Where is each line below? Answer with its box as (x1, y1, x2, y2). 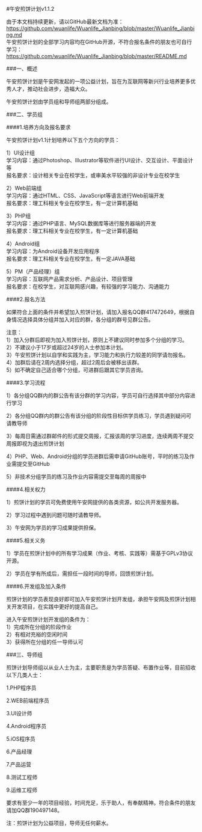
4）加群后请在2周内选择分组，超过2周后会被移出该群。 (6, 359, 143, 366)
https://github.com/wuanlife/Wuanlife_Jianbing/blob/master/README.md (6, 53, 188, 60)
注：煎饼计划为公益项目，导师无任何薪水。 (6, 819, 112, 827)
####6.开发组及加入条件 (6, 583, 67, 590)
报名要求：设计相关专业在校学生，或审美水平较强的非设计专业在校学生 (6, 172, 180, 179)
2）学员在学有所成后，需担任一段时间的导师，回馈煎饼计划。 (6, 570, 158, 577)
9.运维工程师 (6, 786, 38, 794)
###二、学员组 (6, 111, 43, 118)
